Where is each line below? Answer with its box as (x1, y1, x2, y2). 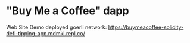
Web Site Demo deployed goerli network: (6, 24, 107, 31)
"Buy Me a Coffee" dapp (6, 4, 129, 18)
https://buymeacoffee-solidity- (108, 24, 184, 31)
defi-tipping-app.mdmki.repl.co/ (6, 29, 85, 37)
